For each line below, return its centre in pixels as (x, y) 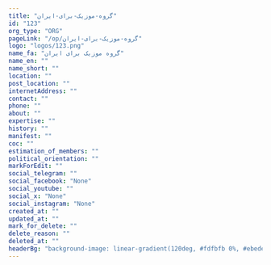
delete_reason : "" (39, 234)
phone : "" (25, 106)
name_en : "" (28, 61)
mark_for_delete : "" (43, 226)
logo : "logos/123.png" (46, 46)
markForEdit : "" (35, 166)
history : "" (28, 128)
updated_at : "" (34, 219)
